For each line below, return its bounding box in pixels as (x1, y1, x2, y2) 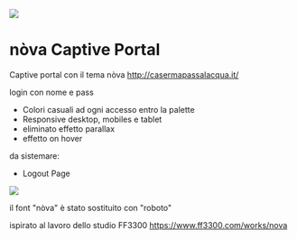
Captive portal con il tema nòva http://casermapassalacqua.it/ (9, 69, 239, 80)
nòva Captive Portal (9, 40, 161, 60)
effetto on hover (22, 133, 83, 143)
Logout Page (22, 168, 70, 179)
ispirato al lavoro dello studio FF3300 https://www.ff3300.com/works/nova (9, 219, 288, 230)
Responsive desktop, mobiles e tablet (22, 114, 162, 124)
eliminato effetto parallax (22, 123, 116, 134)
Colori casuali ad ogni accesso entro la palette (22, 104, 196, 115)
